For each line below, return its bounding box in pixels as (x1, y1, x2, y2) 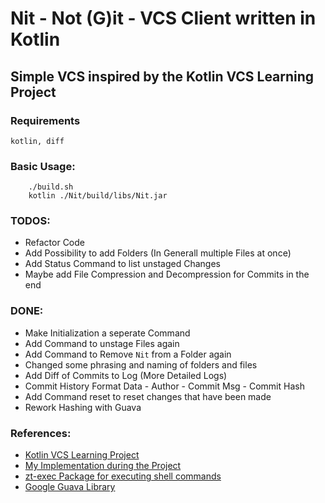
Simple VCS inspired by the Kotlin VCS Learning (10, 68, 315, 85)
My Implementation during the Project (24, 460, 182, 472)
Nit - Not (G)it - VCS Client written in (10, 7, 317, 30)
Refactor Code (24, 237, 85, 249)
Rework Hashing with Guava (24, 401, 142, 413)
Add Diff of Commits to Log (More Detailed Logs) (24, 369, 228, 381)
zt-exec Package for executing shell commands (24, 470, 222, 482)
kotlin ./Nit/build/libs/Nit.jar (28, 191, 168, 201)
